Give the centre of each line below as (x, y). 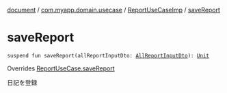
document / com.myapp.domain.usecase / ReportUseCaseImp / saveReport (114, 10)
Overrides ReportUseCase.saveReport (61, 68)
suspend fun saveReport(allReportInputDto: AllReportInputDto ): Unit (108, 55)
